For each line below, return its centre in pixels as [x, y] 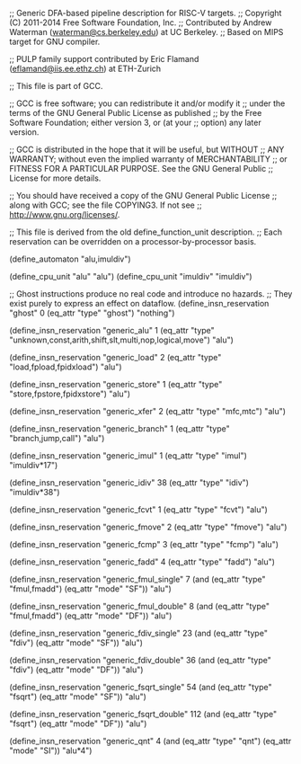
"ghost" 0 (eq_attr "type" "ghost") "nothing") [92, 313]
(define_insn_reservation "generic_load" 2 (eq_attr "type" [115, 357]
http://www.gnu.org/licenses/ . [65, 214]
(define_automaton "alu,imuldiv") [71, 259]
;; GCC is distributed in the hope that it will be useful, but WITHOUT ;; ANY [147, 149]
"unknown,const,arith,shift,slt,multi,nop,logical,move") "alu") [121, 340]
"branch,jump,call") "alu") [57, 438]
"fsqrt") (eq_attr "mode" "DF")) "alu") [78, 724]
